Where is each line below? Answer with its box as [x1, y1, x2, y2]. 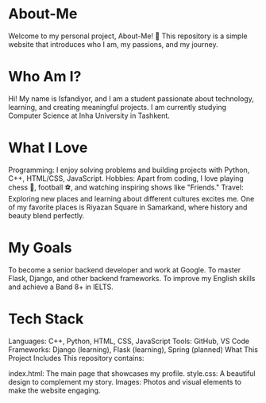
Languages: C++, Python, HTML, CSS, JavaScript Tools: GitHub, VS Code [8, 336, 250, 346]
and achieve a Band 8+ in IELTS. [8, 282, 114, 291]
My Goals [8, 239, 72, 256]
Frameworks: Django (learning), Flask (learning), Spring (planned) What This [8, 344, 258, 354]
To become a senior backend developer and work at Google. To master [8, 264, 241, 275]
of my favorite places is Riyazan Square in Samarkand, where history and [8, 202, 248, 212]
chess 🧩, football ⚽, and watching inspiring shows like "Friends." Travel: [8, 182, 244, 192]
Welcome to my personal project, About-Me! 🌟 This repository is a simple [8, 31, 248, 41]
